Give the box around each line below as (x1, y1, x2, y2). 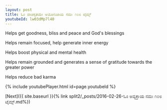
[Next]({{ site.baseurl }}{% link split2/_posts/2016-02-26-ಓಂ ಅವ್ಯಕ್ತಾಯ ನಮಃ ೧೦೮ (5, 93, 162, 100)
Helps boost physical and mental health (5, 49, 86, 55)
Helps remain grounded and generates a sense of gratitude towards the (5, 59, 153, 65)
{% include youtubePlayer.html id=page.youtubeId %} (5, 84, 116, 90)
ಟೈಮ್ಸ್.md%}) (5, 99, 31, 105)
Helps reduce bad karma (5, 74, 56, 80)
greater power (5, 64, 34, 70)
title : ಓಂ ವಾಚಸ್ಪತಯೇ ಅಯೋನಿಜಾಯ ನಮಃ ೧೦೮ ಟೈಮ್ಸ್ (5, 12, 91, 17)
